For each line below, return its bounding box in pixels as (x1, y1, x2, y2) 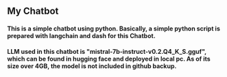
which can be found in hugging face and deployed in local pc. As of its (7, 55, 211, 63)
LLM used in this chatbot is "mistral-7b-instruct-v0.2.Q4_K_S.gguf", (7, 47, 207, 55)
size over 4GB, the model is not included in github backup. (7, 61, 177, 70)
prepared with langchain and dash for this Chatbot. (7, 31, 156, 40)
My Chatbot (7, 5, 59, 17)
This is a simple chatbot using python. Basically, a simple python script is (7, 24, 221, 33)
